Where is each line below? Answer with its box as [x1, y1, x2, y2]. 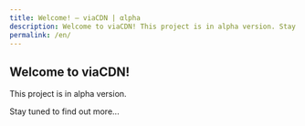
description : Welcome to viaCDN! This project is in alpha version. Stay [9, 22, 297, 31]
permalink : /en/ [9, 30, 71, 39]
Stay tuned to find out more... [9, 106, 121, 117]
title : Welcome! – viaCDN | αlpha [9, 13, 142, 23]
